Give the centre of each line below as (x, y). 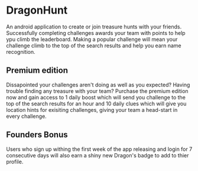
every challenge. (27, 116)
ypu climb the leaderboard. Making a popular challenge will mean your (92, 39)
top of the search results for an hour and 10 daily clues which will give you (96, 104)
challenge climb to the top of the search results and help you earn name (94, 46)
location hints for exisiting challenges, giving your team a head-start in (92, 109)
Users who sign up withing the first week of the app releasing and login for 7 (99, 149)
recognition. (21, 51)
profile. (15, 162)
